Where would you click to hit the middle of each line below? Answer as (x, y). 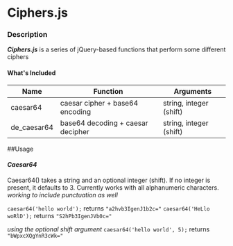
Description (27, 35)
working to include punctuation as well (62, 195)
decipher (75, 131)
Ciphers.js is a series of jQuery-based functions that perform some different (116, 49)
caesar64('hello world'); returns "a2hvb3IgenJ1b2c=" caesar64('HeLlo (109, 208)
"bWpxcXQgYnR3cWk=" (35, 236)
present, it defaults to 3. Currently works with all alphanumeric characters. (113, 187)
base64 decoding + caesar (104, 123)
